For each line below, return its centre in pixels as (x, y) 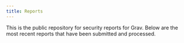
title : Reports (25, 11)
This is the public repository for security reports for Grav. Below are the (92, 28)
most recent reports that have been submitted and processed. (81, 34)
